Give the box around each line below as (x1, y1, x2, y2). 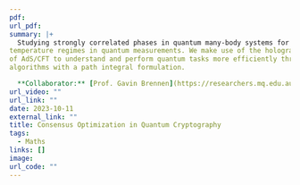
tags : (9, 129, 29, 139)
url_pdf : (9, 21, 42, 30)
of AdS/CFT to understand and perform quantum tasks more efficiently (9, 55, 278, 63)
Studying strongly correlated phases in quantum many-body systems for (17, 38, 290, 47)
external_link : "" (9, 113, 78, 122)
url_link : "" (9, 96, 58, 105)
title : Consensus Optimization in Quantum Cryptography (9, 121, 221, 130)
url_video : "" (9, 87, 62, 97)
